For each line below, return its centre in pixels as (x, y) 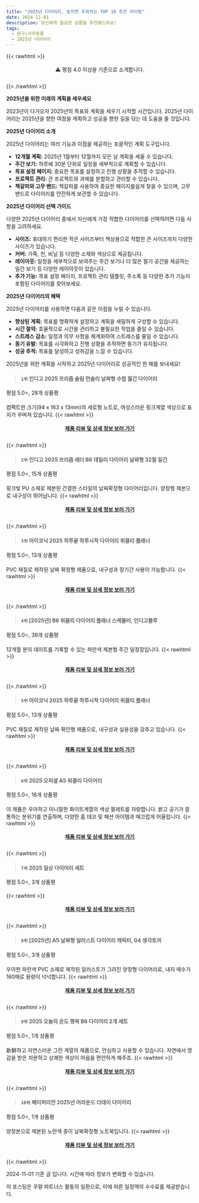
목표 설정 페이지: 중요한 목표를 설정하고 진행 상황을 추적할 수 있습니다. (95, 171)
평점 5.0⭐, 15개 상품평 (32, 474)
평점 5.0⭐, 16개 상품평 (32, 795)
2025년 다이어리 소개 (31, 131)
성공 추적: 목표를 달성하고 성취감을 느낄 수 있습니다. (74, 351)
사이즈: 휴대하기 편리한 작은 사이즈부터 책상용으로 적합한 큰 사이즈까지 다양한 (104, 239)
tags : (13, 28)
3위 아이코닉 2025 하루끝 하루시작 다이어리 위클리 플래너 (85, 541)
